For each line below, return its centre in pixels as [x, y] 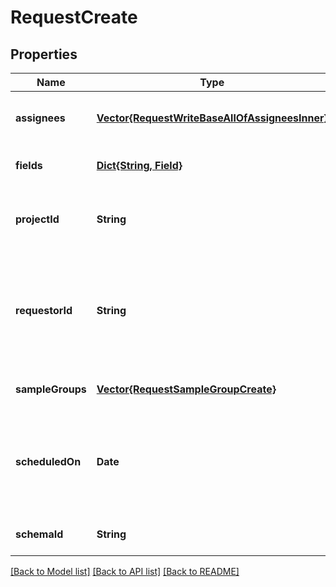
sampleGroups [51, 389]
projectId [37, 219]
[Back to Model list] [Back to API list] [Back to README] [125, 571]
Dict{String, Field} [139, 165]
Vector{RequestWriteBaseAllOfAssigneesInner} [212, 118]
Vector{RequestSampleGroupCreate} [186, 389]
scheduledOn [48, 461]
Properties [44, 54]
